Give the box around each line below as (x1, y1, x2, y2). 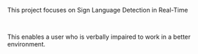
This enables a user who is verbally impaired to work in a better (7, 33, 191, 41)
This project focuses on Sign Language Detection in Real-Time (7, 6, 188, 14)
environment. (7, 40, 46, 48)
